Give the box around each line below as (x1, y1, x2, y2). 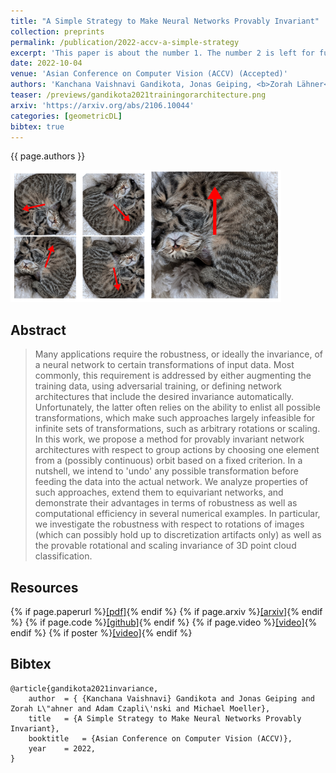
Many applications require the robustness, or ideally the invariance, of (34, 348, 323, 360)
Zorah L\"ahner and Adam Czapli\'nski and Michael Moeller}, (10, 703, 271, 714)
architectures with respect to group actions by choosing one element (34, 444, 320, 456)
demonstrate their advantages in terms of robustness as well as (34, 497, 298, 509)
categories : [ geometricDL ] (10, 111, 123, 121)
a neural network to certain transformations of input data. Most (34, 359, 295, 371)
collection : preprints (10, 26, 105, 37)
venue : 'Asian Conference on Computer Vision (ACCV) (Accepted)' (10, 69, 288, 79)
